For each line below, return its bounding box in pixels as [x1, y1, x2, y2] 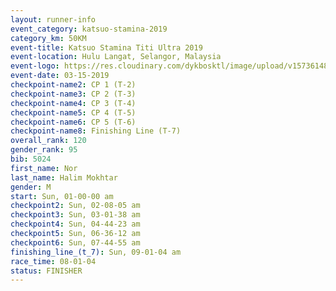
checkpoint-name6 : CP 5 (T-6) [10, 117, 137, 127]
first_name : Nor [10, 163, 78, 173]
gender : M [10, 182, 52, 192]
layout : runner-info [10, 14, 97, 25]
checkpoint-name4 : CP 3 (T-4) [10, 98, 137, 108]
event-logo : [10, 61, 60, 71]
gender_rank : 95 [10, 145, 78, 155]
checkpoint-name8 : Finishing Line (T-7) [10, 126, 182, 136]
